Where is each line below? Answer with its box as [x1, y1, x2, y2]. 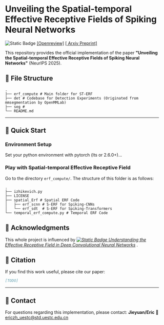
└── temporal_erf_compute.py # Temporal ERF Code [5, 210, 108, 215]
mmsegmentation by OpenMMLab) [5, 100, 67, 105]
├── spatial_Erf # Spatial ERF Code [5, 198, 80, 203]
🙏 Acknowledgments [5, 223, 70, 232]
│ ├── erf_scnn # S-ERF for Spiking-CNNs [5, 202, 95, 207]
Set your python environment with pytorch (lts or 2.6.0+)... [5, 152, 122, 158]
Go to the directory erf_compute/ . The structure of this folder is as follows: [5, 175, 154, 181]
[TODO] [5, 278, 19, 284]
